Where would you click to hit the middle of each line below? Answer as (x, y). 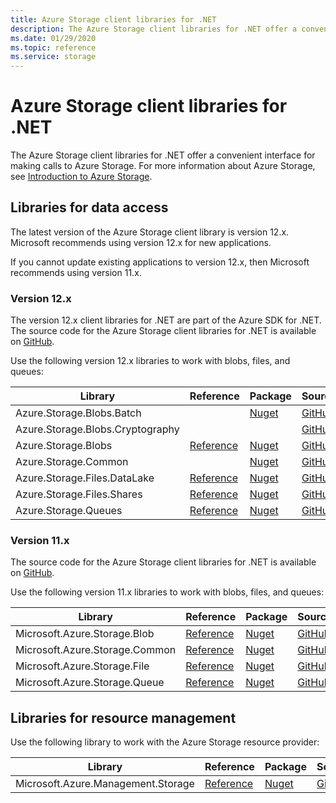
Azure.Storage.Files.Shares (79, 494)
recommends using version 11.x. (76, 272)
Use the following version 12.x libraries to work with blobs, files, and (150, 361)
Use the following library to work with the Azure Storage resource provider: (165, 742)
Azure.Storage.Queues (69, 511)
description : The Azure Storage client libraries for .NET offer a (154, 29)
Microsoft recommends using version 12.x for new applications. (141, 242)
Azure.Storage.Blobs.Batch (78, 413)
